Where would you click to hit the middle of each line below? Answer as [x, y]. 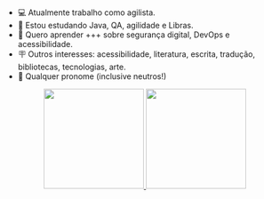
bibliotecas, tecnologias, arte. [72, 67]
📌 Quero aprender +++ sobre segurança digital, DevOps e [124, 35]
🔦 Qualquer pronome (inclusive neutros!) [92, 76]
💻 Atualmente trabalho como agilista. [86, 12]
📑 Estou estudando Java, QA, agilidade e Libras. [105, 25]
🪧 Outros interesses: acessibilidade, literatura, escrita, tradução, [136, 54]
